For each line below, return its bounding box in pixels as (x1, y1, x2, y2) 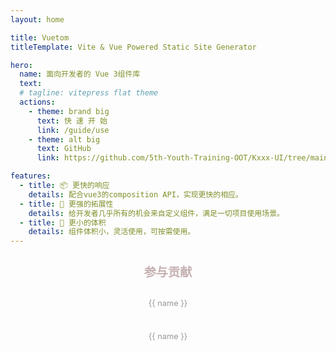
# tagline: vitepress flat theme (19, 88, 159, 98)
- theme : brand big (28, 106, 110, 116)
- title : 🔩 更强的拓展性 (19, 199, 114, 209)
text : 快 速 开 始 (36, 116, 108, 126)
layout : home (10, 14, 65, 25)
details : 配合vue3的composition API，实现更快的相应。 (28, 189, 243, 200)
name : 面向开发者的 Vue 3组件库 (19, 69, 141, 80)
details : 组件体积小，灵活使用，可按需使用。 (28, 227, 196, 237)
